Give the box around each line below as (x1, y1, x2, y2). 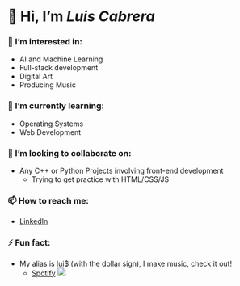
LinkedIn (19, 217, 48, 226)
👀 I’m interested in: (7, 36, 82, 48)
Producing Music (19, 80, 76, 90)
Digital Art (19, 72, 53, 82)
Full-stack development (19, 63, 99, 73)
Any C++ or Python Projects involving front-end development (19, 166, 224, 176)
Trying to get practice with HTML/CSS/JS (31, 175, 170, 184)
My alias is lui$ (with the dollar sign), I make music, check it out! (19, 259, 232, 268)
